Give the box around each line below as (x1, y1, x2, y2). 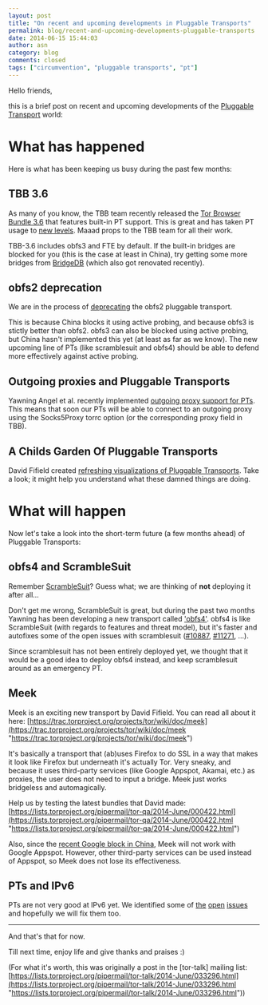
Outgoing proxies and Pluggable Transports (8, 375, 231, 388)
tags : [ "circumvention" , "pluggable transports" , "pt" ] (8, 64, 198, 72)
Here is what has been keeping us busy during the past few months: (8, 164, 233, 173)
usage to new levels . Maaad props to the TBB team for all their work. (8, 225, 234, 235)
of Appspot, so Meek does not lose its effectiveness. (8, 856, 182, 865)
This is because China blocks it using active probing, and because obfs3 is (8, 317, 254, 328)
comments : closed (8, 57, 66, 65)
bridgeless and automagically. (8, 782, 107, 792)
